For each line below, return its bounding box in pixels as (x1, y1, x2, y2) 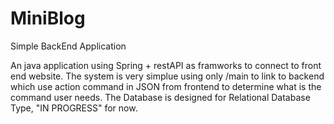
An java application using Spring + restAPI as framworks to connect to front (10, 59, 322, 71)
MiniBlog (10, 7, 86, 30)
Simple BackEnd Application (10, 40, 127, 52)
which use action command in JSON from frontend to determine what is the (10, 80, 322, 92)
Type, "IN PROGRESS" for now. (10, 102, 138, 114)
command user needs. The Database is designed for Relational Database (10, 91, 311, 103)
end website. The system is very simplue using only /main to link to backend (10, 70, 325, 82)
